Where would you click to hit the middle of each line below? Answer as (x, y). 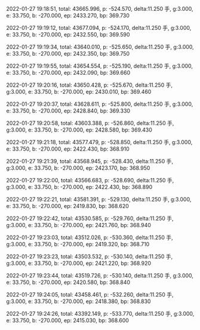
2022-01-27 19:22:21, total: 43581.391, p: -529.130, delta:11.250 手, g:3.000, (99, 199)
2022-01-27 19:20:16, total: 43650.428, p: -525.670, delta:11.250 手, (90, 85)
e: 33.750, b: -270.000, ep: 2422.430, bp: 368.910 (68, 149)
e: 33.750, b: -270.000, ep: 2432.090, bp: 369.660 (68, 73)
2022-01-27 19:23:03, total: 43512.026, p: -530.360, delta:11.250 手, (90, 237)
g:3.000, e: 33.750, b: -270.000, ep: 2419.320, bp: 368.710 (78, 244)
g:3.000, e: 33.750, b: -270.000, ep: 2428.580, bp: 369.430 (79, 130)
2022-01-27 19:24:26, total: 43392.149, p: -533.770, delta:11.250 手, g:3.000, (100, 314)
